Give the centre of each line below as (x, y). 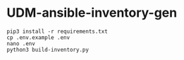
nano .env (21, 43)
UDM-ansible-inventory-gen (92, 13)
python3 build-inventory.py (48, 50)
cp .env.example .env (38, 37)
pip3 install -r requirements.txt (57, 31)
